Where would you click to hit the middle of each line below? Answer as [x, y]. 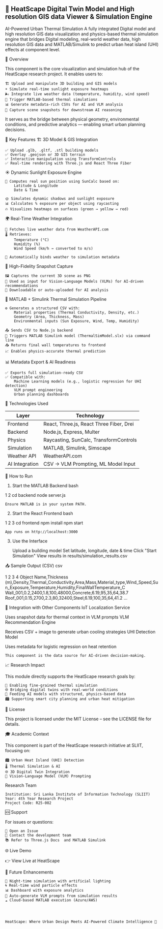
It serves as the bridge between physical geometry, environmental [72, 119]
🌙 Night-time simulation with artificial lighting [58, 881]
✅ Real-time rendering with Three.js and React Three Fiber [68, 163]
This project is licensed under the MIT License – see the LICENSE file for [78, 719]
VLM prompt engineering [38, 390]
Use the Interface [30, 541]
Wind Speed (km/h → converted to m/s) [54, 248]
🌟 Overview [17, 59]
